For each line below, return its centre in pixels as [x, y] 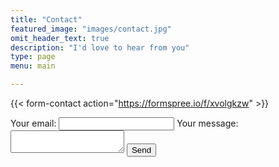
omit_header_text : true [60, 38]
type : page [33, 57]
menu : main [33, 66]
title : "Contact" [46, 19]
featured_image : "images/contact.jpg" [91, 29]
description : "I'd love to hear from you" [100, 47]
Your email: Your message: [124, 123]
